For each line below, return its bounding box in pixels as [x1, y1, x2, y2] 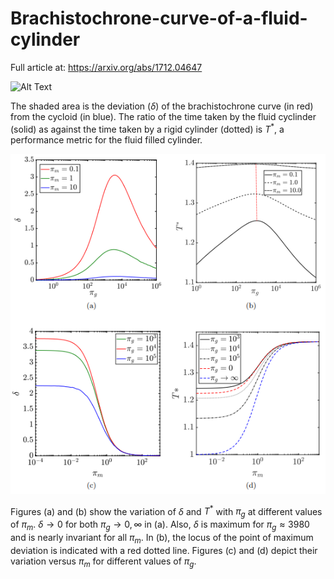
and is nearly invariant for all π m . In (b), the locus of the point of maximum [10, 531, 314, 546]
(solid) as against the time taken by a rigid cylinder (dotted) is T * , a [10, 121, 285, 135]
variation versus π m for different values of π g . [10, 555, 197, 569]
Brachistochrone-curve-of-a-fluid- [10, 7, 308, 30]
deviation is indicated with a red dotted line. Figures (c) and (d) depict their [10, 544, 318, 556]
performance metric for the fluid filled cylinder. [10, 133, 203, 146]
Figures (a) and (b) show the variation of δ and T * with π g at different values [10, 503, 323, 520]
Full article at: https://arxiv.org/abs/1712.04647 [10, 61, 203, 73]
